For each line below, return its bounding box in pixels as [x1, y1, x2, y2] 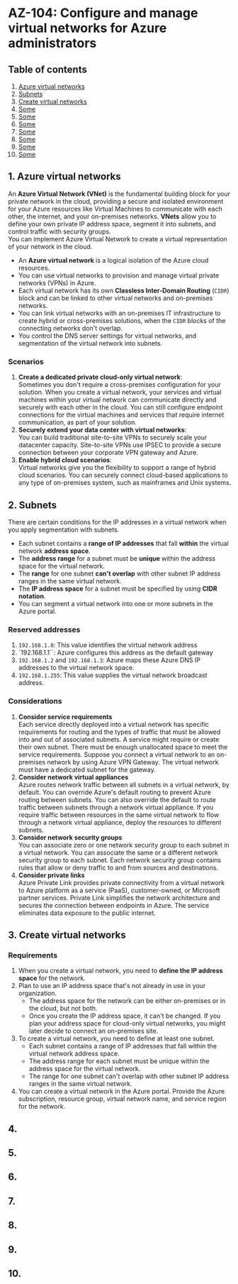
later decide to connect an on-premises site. [28, 1027, 159, 1036]
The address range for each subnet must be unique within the [28, 1057, 210, 1065]
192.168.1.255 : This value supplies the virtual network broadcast [18, 671, 208, 679]
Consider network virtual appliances [18, 772, 129, 781]
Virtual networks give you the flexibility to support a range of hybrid [18, 463, 216, 472]
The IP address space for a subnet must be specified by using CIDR [18, 584, 218, 593]
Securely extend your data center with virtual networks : [18, 426, 187, 434]
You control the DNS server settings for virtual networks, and [18, 331, 197, 340]
